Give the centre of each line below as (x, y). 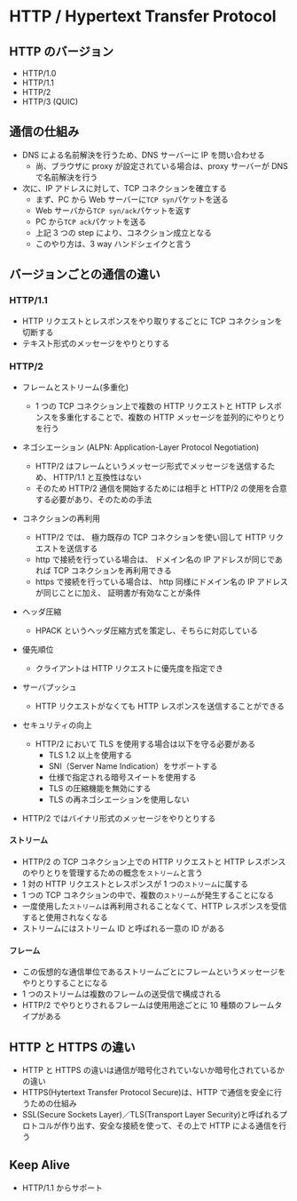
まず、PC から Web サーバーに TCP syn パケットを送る (132, 199)
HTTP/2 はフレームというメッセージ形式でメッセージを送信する (151, 466)
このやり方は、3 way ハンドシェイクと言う (113, 244)
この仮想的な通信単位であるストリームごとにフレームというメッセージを (154, 972)
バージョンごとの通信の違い (85, 274)
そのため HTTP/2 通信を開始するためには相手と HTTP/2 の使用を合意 (161, 488)
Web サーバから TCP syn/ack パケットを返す (113, 210)
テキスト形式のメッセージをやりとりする (96, 343)
